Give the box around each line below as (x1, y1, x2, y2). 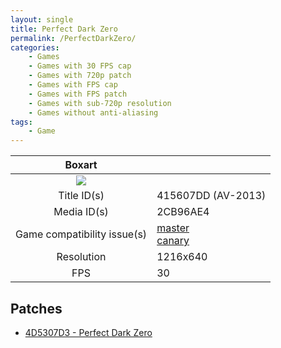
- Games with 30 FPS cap (28, 61, 132, 71)
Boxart (64, 158, 98, 172)
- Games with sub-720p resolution (28, 98, 172, 108)
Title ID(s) (58, 189, 105, 203)
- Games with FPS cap (28, 80, 118, 90)
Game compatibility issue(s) (15, 227, 148, 241)
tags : (10, 117, 33, 127)
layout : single (10, 14, 74, 25)
